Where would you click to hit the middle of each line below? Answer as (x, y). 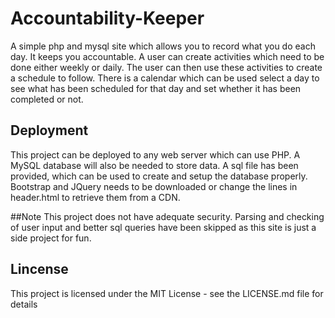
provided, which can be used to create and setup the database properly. (159, 176)
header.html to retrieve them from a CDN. (95, 197)
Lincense (39, 269)
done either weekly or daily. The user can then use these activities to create (166, 67)
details (24, 304)
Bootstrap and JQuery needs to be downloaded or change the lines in (154, 186)
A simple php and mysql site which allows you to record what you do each (163, 46)
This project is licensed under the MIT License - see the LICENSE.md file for (167, 293)
